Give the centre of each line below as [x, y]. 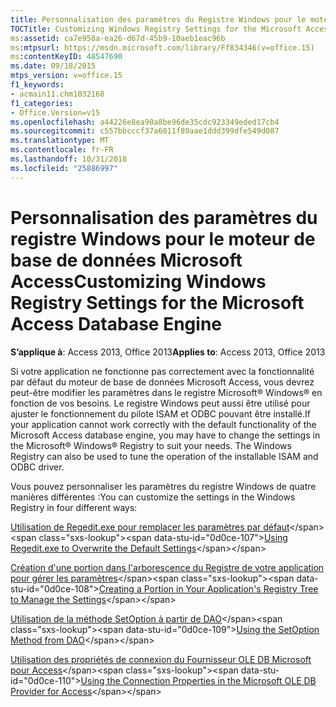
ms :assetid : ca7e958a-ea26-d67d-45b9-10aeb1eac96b [118, 38]
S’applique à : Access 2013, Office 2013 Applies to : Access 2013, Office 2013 [168, 352]
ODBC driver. [37, 467]
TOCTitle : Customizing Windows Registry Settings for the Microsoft [156, 29]
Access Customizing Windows [138, 281]
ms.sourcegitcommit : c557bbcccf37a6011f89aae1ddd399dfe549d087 [145, 131]
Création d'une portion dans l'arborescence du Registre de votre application [167, 567]
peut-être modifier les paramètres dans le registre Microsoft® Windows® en [166, 392]
